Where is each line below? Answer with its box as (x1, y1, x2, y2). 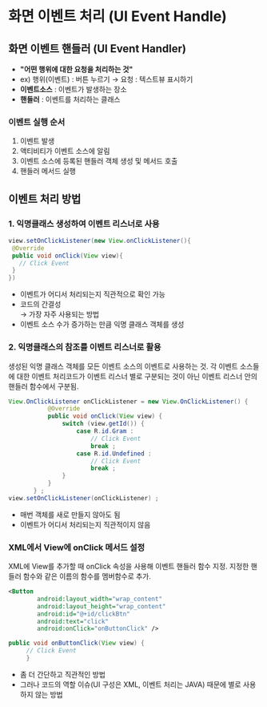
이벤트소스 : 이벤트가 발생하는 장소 (19, 85, 127, 94)
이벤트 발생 (19, 136, 55, 146)
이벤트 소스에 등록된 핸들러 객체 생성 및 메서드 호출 (19, 156, 178, 166)
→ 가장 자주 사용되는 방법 (19, 309, 100, 319)
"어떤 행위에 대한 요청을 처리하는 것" (19, 65, 133, 74)
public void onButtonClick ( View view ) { (8, 639, 145, 648)
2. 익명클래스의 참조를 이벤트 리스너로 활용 (8, 341, 161, 353)
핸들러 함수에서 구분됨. (8, 382, 79, 391)
